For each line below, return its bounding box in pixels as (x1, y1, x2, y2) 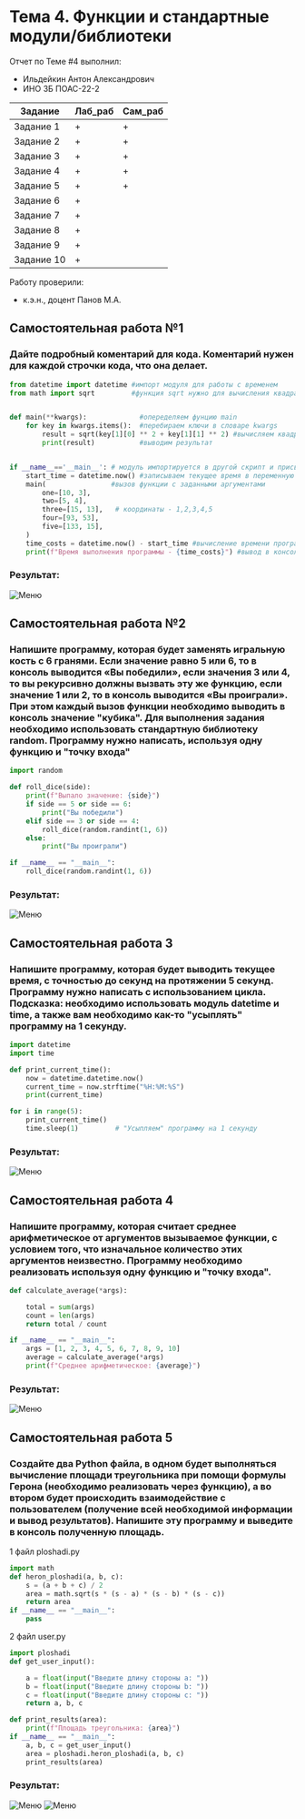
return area (25, 1598, 71, 1607)
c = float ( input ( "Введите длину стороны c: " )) (25, 1691, 209, 1700)
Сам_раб (122, 105, 163, 117)
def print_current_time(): (9, 1065, 112, 1074)
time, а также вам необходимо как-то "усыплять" (9, 1008, 243, 1021)
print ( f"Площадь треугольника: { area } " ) (25, 1723, 181, 1733)
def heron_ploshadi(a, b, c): (9, 1572, 124, 1581)
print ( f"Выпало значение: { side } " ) (25, 791, 161, 800)
